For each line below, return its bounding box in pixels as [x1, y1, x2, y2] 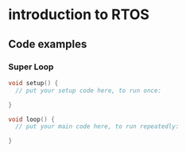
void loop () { [8, 115, 56, 123]
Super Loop [8, 61, 54, 72]
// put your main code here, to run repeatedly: [15, 123, 180, 131]
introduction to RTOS [8, 6, 149, 24]
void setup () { [8, 79, 59, 87]
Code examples [8, 37, 87, 51]
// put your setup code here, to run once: [15, 86, 161, 95]
